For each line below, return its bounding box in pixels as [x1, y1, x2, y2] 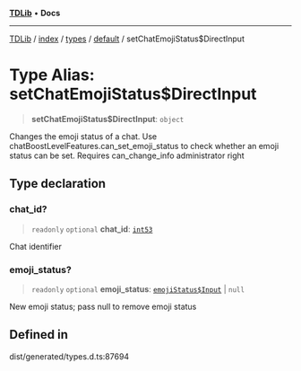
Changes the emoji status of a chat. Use [9, 130, 158, 142]
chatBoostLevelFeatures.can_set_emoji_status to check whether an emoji [9, 140, 279, 151]
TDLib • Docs [9, 8, 61, 18]
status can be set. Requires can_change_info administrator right [9, 150, 245, 161]
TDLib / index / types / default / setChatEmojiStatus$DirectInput [9, 33, 245, 44]
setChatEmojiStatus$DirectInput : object [30, 113, 185, 124]
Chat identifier [9, 241, 63, 252]
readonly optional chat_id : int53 [30, 224, 153, 234]
